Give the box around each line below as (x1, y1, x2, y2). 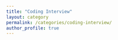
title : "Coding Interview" (6, 8, 73, 15)
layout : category (6, 14, 49, 20)
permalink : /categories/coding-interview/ (6, 19, 112, 25)
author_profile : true (6, 25, 60, 31)
